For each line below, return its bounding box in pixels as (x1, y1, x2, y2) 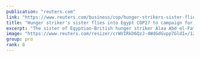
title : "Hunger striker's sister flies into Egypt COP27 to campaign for (6, 20, 193, 26)
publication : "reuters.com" (6, 8, 76, 15)
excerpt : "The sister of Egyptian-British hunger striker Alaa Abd (6, 25, 177, 31)
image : (6, 31, 23, 37)
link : (6, 14, 20, 20)
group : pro (6, 36, 33, 42)
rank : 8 (6, 42, 26, 48)
